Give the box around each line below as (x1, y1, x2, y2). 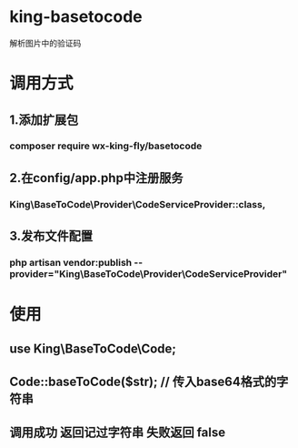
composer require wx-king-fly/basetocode (9, 139, 203, 152)
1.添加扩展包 (9, 112, 79, 127)
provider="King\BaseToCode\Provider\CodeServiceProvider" (9, 268, 288, 280)
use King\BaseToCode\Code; (9, 341, 177, 356)
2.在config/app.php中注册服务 (9, 170, 184, 186)
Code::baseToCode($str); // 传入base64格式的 (9, 374, 277, 390)
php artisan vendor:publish (9, 257, 133, 270)
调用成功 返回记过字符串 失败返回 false (9, 425, 226, 441)
